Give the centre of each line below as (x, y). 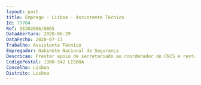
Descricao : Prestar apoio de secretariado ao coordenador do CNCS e (93, 56)
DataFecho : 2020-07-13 (34, 40)
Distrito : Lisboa (28, 73)
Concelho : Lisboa (28, 67)
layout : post (22, 12)
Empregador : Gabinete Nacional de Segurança (63, 51)
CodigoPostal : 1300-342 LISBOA (45, 62)
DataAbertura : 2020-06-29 (38, 34)
